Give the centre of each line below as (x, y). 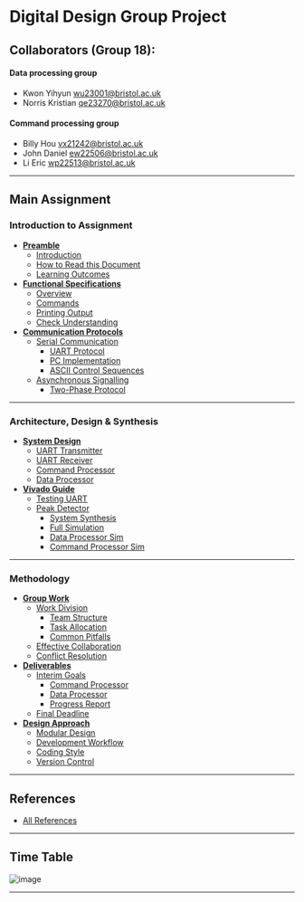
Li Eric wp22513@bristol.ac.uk (79, 162)
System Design (52, 441)
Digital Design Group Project (118, 17)
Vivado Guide (48, 489)
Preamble (41, 245)
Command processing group (64, 123)
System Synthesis (83, 517)
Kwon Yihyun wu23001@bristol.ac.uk (91, 93)
